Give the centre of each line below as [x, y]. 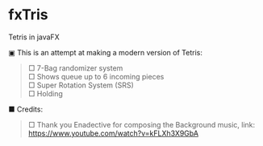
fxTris [28, 15]
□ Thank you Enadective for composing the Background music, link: [142, 124]
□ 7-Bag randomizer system [75, 68]
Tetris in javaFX [34, 37]
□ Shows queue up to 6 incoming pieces [96, 76]
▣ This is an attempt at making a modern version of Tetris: [106, 52]
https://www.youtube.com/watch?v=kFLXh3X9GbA [113, 133]
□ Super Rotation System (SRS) [81, 85]
